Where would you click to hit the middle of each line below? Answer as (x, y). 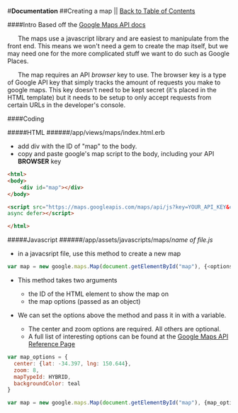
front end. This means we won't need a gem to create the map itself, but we (118, 46)
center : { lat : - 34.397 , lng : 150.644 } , (73, 363)
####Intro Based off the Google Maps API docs (77, 24)
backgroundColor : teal (47, 383)
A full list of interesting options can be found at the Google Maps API (128, 336)
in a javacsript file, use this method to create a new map (99, 254)
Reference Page (52, 344)
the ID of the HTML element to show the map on (98, 294)
